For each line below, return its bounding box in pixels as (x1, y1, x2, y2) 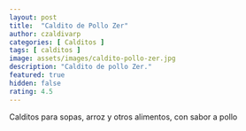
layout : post (9, 12, 58, 22)
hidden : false (9, 79, 62, 88)
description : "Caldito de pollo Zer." (9, 63, 152, 72)
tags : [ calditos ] (9, 46, 81, 55)
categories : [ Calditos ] (9, 37, 104, 47)
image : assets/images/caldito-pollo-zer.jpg (9, 54, 176, 63)
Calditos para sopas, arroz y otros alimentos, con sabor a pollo (9, 112, 238, 122)
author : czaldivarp (9, 29, 81, 38)
